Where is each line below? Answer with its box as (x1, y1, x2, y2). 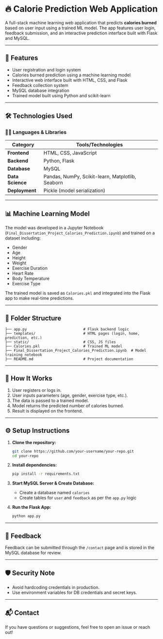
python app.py (12, 514, 41, 518)
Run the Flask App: (12, 504, 51, 510)
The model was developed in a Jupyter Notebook (5, 225, 104, 231)
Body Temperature (12, 276, 50, 281)
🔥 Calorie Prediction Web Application (5, 3, 158, 15)
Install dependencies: (12, 462, 57, 468)
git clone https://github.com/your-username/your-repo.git (12, 449, 134, 454)
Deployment (7, 187, 36, 194)
